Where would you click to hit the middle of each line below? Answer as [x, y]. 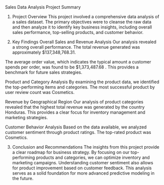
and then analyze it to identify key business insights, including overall [82, 27]
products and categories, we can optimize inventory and [93, 157]
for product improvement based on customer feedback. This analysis [82, 168]
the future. [23, 178]
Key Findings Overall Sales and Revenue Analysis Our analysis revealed [84, 42]
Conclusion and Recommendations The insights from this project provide [86, 147]
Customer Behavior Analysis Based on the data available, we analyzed [76, 127]
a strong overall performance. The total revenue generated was [76, 47]
